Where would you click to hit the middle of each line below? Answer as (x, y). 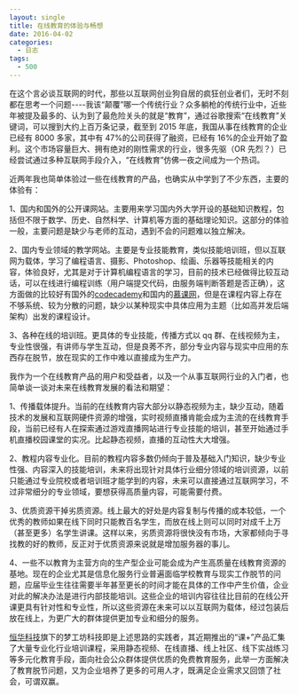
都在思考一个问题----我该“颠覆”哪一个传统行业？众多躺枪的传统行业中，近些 (148, 104)
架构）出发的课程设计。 (52, 316)
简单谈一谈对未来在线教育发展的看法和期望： (91, 387)
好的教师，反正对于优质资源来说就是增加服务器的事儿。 (133, 543)
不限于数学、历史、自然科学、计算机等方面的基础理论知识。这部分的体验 (157, 219)
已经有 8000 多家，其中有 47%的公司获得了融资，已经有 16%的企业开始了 (145, 138)
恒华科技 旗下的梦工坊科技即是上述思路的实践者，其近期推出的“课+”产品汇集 (147, 636)
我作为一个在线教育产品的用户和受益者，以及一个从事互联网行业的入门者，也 (149, 376)
